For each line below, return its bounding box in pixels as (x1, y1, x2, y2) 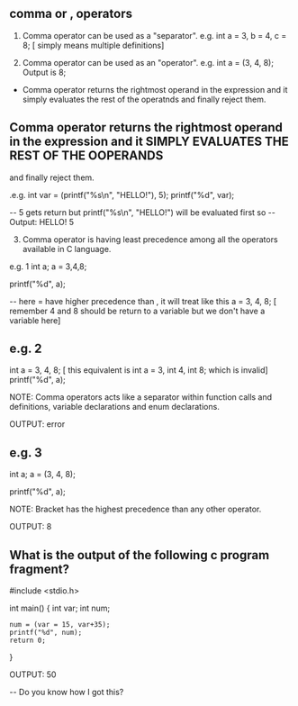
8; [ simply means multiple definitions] (22, 40, 165, 50)
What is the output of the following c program (9, 548, 270, 563)
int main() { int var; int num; (9, 602, 111, 614)
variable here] (9, 314, 61, 326)
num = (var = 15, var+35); (9, 620, 111, 629)
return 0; (9, 636, 47, 646)
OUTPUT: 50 (9, 669, 57, 680)
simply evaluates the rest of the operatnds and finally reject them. (22, 94, 266, 104)
